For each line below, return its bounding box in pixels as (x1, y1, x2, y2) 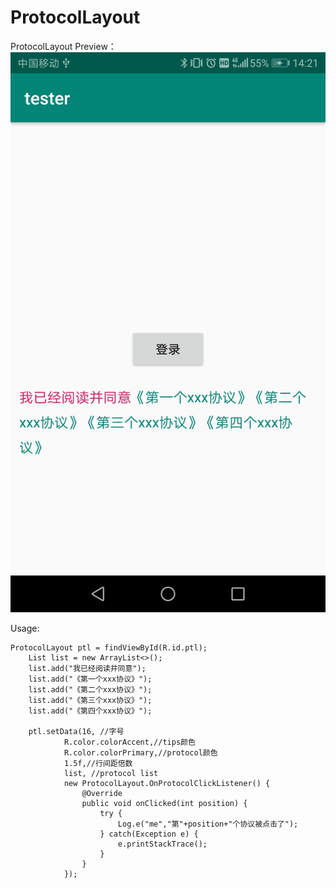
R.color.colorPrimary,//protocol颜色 (63, 747, 218, 758)
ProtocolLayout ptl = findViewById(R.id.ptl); (10, 642, 208, 653)
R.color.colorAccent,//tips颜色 (63, 737, 196, 747)
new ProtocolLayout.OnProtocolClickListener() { (63, 778, 271, 788)
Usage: (10, 622, 40, 634)
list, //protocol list (63, 768, 159, 778)
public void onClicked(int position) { (81, 798, 248, 808)
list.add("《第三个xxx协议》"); (28, 695, 153, 705)
